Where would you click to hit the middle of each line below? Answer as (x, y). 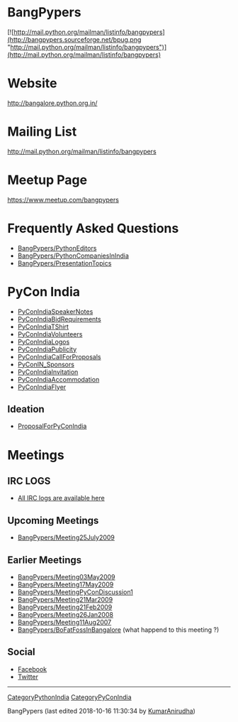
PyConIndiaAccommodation (58, 379)
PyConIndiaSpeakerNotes (55, 311)
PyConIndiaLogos (44, 341)
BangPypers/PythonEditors (57, 248)
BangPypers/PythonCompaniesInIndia (73, 256)
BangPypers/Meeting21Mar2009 (65, 600)
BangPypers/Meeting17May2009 (66, 585)
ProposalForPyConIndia (52, 426)
